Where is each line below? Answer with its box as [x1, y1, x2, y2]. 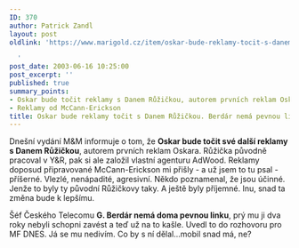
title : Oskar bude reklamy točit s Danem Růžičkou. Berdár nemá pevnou [9, 112, 280, 121]
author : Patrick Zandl [9, 21, 93, 30]
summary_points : [9, 86, 69, 96]
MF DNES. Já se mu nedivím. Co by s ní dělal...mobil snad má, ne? [9, 228, 252, 240]
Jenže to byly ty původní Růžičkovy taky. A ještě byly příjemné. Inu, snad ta [9, 183, 286, 194]
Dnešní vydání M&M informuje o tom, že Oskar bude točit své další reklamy [9, 136, 288, 147]
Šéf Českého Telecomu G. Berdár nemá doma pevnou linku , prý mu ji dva [9, 210, 281, 220]
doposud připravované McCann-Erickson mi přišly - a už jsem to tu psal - [9, 164, 279, 175]
